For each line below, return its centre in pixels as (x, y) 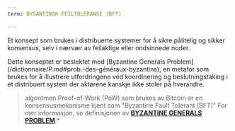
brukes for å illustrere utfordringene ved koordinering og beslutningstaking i (117, 76)
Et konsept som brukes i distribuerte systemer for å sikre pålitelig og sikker (116, 40)
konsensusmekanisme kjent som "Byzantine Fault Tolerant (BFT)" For (126, 105)
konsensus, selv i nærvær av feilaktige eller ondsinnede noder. (99, 47)
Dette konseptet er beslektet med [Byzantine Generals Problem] (101, 62)
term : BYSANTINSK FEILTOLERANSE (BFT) (64, 14)
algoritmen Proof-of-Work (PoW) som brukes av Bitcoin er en (114, 98)
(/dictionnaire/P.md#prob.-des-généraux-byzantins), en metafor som (108, 69)
